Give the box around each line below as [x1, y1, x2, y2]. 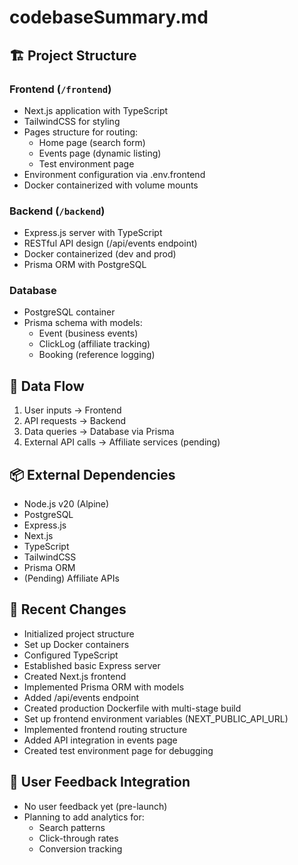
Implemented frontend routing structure [23, 723, 188, 735]
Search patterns [38, 821, 106, 833]
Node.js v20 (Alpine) [23, 498, 110, 510]
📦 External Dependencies [9, 466, 176, 483]
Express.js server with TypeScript [23, 227, 163, 239]
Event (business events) [38, 327, 139, 340]
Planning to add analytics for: [23, 811, 145, 823]
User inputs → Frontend [23, 404, 122, 416]
